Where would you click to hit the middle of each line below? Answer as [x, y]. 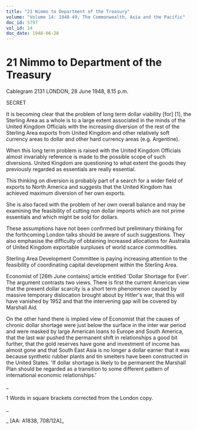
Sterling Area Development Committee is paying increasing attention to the [96, 259]
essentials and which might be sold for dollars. [62, 217]
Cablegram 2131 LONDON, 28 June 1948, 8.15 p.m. [67, 91]
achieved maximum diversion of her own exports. [66, 193]
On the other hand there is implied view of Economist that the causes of [93, 319]
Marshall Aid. [22, 308]
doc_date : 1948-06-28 [33, 34]
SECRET [16, 103]
